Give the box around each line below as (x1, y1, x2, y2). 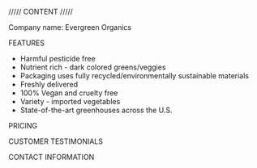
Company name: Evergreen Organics (8, 23, 132, 31)
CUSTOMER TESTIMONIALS (8, 136, 104, 146)
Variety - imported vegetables (19, 97, 121, 106)
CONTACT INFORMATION (8, 153, 95, 162)
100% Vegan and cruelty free (19, 88, 118, 98)
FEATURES (8, 38, 45, 48)
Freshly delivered (19, 80, 79, 89)
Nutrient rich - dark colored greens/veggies (19, 62, 166, 72)
